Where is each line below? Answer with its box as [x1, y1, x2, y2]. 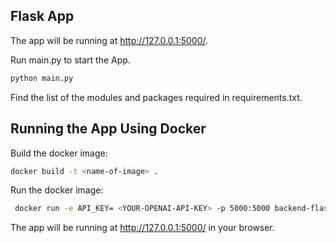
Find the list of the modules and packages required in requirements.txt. [10, 91, 303, 103]
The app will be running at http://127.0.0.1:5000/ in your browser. [10, 222, 275, 234]
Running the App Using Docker [10, 120, 207, 138]
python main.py [10, 73, 74, 83]
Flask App [10, 8, 75, 25]
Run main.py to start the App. [10, 54, 131, 66]
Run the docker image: [10, 184, 104, 196]
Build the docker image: [10, 147, 108, 159]
